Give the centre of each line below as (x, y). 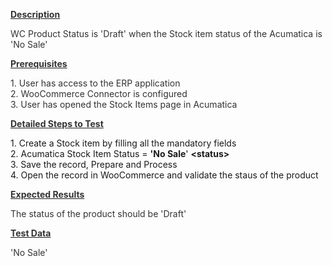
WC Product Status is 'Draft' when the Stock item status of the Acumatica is (166, 33)
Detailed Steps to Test (57, 123)
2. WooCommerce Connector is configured (99, 93)
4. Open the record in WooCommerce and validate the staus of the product (164, 175)
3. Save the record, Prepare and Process (94, 164)
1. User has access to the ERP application (95, 83)
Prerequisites (39, 63)
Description (35, 14)
